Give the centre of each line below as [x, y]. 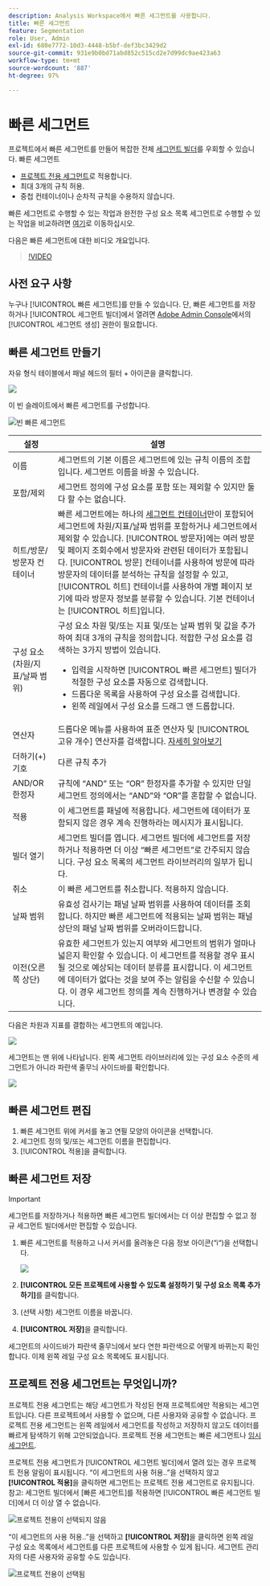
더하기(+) [29, 757]
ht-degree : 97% [34, 76]
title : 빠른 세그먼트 [39, 23]
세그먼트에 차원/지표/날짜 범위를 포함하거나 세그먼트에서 [157, 526]
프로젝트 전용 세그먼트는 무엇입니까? [93, 1384]
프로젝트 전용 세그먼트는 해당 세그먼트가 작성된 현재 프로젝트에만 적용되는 [123, 1405]
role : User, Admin [39, 38]
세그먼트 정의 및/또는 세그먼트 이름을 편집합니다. [95, 1141]
